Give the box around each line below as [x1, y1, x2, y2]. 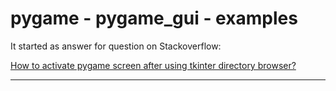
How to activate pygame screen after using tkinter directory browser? [10, 59, 297, 71]
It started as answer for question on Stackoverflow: [10, 40, 222, 52]
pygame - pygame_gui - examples [10, 7, 298, 30]
